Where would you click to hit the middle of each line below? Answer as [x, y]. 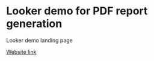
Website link [21, 51]
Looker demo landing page [40, 40]
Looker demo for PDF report [77, 11]
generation [34, 24]
